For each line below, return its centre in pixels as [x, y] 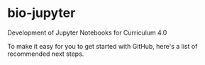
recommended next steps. [46, 54]
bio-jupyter [41, 13]
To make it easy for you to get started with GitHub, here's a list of [102, 46]
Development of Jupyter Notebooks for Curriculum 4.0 [87, 32]
